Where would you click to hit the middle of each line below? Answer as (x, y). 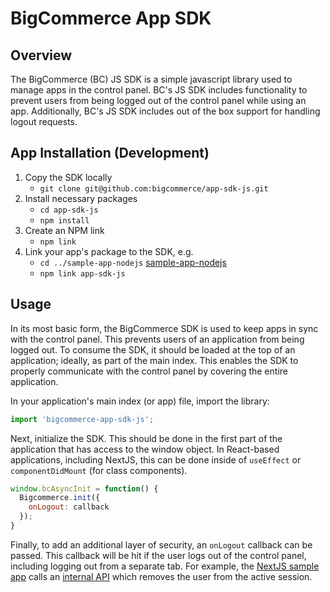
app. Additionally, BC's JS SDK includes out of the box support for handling (165, 111)
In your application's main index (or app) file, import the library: (140, 401)
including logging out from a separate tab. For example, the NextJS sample (165, 566)
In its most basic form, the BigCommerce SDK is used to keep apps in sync (164, 328)
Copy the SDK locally (68, 177)
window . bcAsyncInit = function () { (84, 488)
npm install (64, 220)
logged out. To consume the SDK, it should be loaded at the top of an (153, 349)
